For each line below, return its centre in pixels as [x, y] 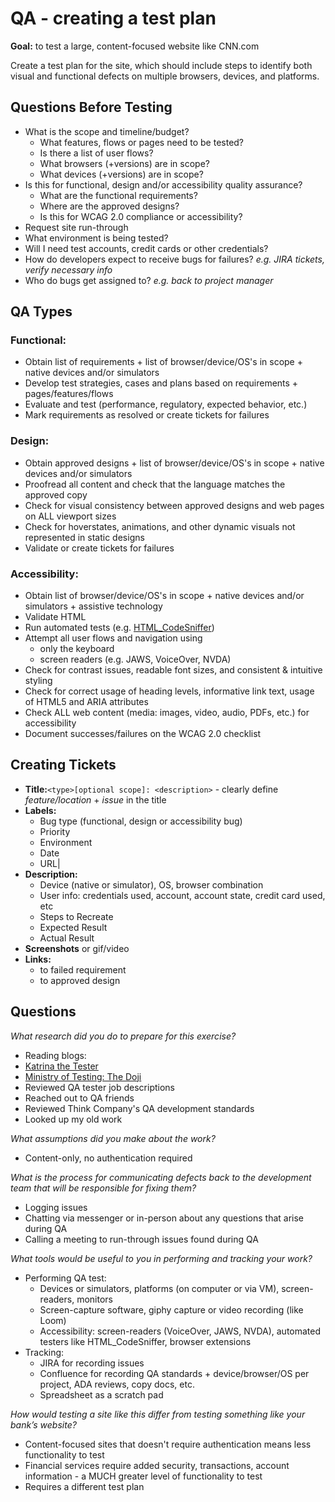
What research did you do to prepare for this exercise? [123, 1036]
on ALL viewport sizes [70, 516]
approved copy [56, 494]
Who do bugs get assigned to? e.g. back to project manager [149, 280]
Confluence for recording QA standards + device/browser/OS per [174, 1373]
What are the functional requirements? [118, 195]
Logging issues [56, 1207]
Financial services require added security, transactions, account [157, 1465]
